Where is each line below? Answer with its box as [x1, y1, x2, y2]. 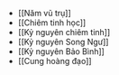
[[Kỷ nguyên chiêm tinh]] [17, 27, 111, 37]
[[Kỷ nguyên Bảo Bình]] [17, 46, 105, 57]
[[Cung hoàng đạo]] [17, 56, 92, 66]
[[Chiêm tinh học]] [17, 17, 87, 28]
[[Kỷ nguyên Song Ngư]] [17, 36, 109, 47]
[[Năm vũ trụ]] [17, 8, 72, 18]
